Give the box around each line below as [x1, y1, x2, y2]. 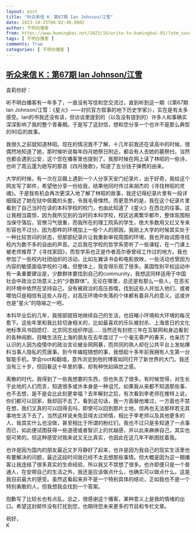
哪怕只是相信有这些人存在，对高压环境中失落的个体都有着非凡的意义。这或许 [6, 292, 190, 299]
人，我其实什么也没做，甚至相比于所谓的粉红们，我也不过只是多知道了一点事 [6, 419, 190, 426]
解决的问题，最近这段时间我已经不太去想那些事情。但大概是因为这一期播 [16, 453, 190, 460]
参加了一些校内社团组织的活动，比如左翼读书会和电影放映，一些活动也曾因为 [6, 255, 190, 262]
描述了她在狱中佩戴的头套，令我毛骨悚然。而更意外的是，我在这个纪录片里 [10, 197, 190, 204]
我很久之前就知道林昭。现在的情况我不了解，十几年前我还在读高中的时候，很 [6, 140, 190, 147]
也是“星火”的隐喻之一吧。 [6, 299, 67, 306]
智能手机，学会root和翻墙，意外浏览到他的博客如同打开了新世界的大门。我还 [6, 355, 190, 363]
